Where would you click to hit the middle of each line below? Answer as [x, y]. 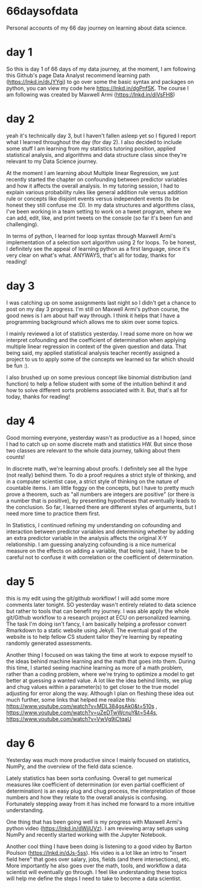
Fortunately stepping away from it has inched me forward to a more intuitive [100, 804]
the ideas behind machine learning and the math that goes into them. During [101, 661]
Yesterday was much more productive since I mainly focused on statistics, [99, 760]
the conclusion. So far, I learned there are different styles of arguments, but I [101, 507]
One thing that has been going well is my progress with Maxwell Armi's [94, 822]
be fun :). [17, 366]
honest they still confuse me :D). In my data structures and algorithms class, [101, 205]
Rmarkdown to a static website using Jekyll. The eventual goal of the [92, 630]
